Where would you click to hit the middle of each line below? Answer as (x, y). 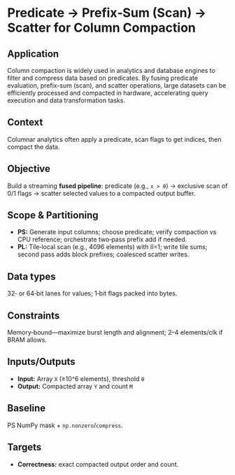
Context (25, 122)
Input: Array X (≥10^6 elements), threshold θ (81, 379)
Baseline (27, 408)
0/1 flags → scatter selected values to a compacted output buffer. (101, 193)
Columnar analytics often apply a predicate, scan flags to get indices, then (114, 139)
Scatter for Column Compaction (101, 28)
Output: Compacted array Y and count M (75, 386)
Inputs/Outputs (41, 362)
